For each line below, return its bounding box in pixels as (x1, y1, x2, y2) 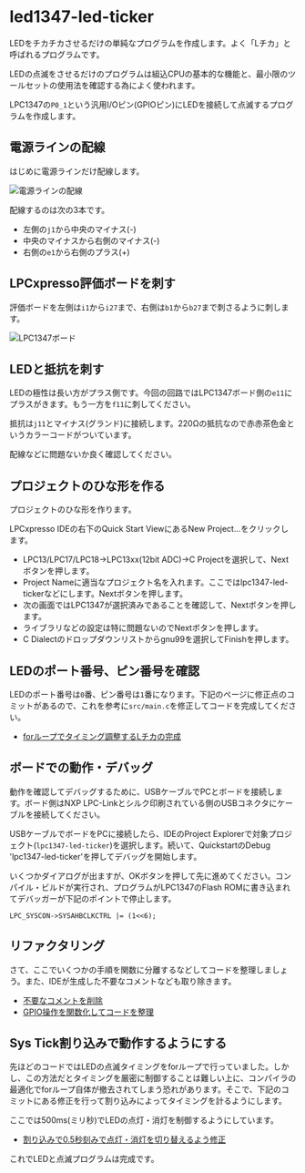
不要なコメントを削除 (22, 994, 103, 1005)
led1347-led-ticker (9, 6, 155, 27)
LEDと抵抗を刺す (9, 362, 105, 377)
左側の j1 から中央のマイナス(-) (22, 223, 137, 234)
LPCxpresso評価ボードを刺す (9, 276, 176, 291)
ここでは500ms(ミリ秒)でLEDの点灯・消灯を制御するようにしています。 (9, 1115, 280, 1126)
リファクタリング (9, 938, 106, 954)
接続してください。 (33, 809, 106, 820)
